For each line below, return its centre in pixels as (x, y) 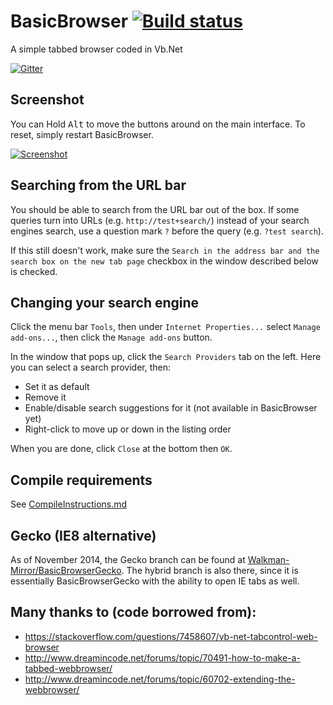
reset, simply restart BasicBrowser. (82, 134)
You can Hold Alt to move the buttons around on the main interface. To (158, 124)
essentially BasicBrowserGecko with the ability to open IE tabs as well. (155, 581)
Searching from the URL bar (98, 185)
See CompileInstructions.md (69, 504)
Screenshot (47, 100)
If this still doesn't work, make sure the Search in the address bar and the (165, 250)
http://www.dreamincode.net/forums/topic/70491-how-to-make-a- (162, 657)
